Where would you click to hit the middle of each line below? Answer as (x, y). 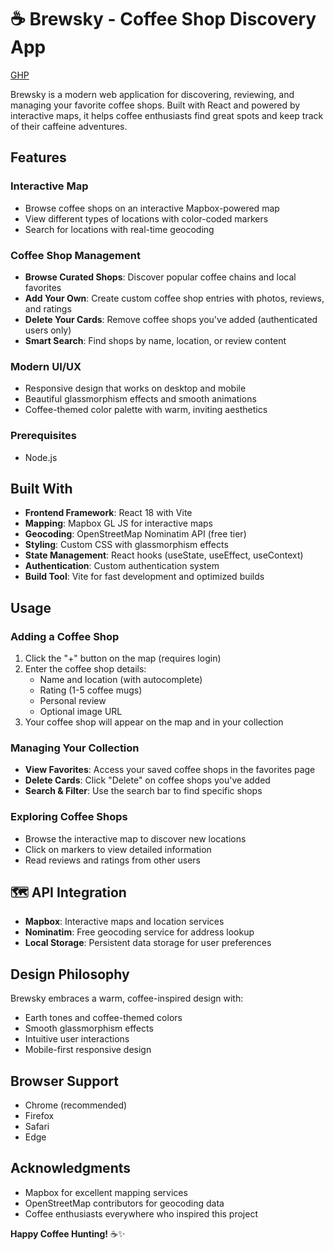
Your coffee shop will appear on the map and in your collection (154, 722)
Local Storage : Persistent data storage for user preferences (148, 943)
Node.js (41, 457)
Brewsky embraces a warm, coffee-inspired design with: (127, 998)
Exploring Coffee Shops (69, 817)
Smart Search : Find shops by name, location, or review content (155, 340)
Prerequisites (43, 436)
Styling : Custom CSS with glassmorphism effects (126, 545)
